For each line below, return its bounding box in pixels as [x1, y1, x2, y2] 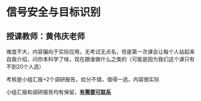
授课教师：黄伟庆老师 [6, 31, 85, 41]
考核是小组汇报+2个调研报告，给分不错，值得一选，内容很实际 [6, 76, 160, 82]
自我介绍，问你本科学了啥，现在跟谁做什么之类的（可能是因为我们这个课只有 [6, 56, 195, 63]
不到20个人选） [6, 63, 45, 70]
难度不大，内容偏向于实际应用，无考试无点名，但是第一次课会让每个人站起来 [6, 48, 195, 55]
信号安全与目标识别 [6, 5, 101, 19]
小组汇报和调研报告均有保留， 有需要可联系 [6, 88, 111, 96]
